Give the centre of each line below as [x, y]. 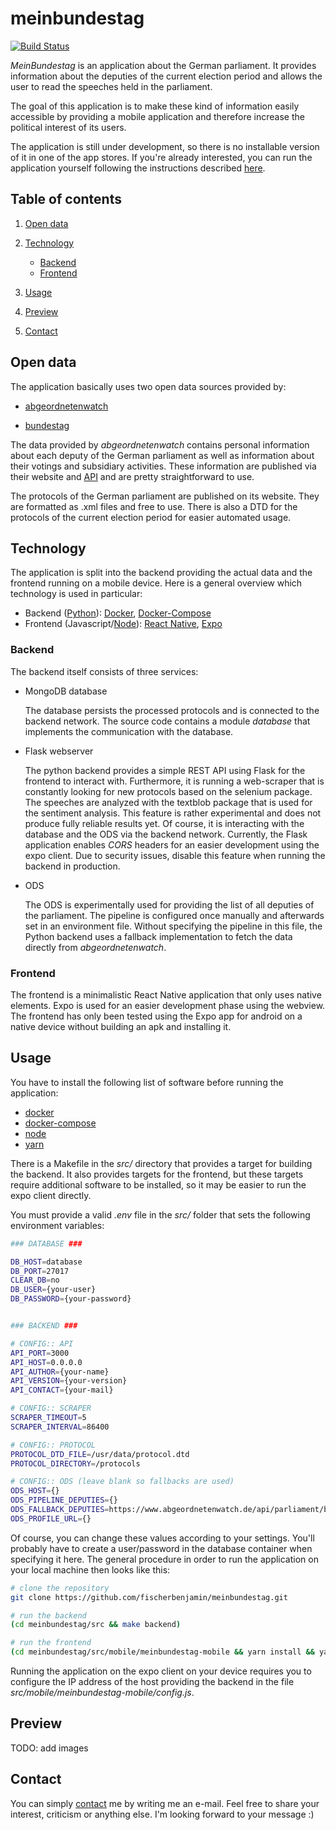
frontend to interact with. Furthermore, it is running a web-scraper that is [174, 781]
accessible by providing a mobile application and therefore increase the [157, 116]
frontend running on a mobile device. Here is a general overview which [156, 583]
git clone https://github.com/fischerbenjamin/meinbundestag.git [149, 1597]
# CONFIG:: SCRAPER [51, 1408]
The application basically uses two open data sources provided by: [148, 386]
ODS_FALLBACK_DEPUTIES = [60, 1510]
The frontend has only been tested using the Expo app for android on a [156, 1016]
